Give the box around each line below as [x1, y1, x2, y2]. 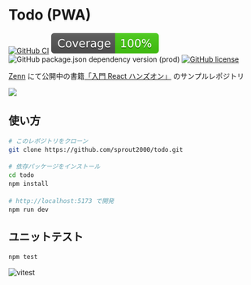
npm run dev [8, 205, 49, 214]
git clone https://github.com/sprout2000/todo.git [8, 145, 184, 153]
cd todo [8, 171, 35, 179]
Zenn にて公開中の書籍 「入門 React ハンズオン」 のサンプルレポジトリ [8, 71, 245, 80]
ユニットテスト [8, 230, 84, 244]
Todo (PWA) [8, 6, 92, 24]
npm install [8, 180, 49, 188]
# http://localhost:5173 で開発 [8, 196, 115, 205]
